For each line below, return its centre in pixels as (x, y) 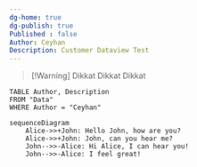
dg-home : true (36, 17)
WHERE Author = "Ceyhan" (55, 107)
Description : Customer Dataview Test (79, 51)
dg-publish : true (41, 26)
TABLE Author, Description (59, 92)
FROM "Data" (31, 100)
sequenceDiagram (39, 123)
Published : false (43, 34)
